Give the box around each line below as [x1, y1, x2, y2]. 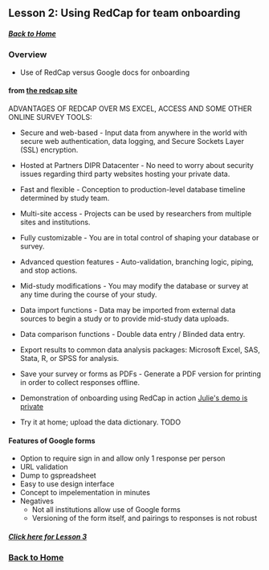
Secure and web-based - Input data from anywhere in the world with [19, 128, 247, 137]
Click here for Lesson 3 [8, 531, 88, 541]
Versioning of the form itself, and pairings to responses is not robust [31, 514, 258, 523]
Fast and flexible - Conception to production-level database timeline [19, 184, 246, 194]
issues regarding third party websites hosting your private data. [19, 169, 230, 178]
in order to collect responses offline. [19, 377, 141, 387]
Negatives [19, 496, 55, 506]
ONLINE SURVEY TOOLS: [8, 112, 92, 121]
